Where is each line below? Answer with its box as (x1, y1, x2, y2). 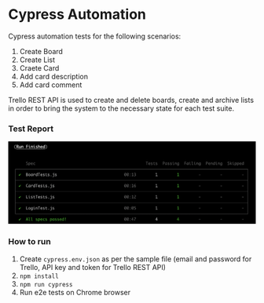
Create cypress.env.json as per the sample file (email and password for (19, 254, 252, 264)
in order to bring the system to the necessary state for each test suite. (8, 104, 234, 113)
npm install (19, 272, 59, 280)
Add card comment (19, 80, 82, 89)
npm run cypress (19, 280, 73, 288)
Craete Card (19, 63, 60, 72)
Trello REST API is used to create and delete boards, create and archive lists (8, 95, 254, 104)
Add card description (19, 71, 89, 81)
